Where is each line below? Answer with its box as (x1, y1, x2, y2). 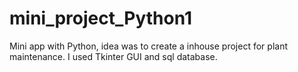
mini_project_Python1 (9, 7, 193, 30)
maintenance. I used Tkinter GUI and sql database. (9, 50, 218, 62)
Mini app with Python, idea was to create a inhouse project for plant (9, 40, 288, 52)
